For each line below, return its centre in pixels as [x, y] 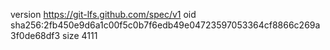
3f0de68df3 [35, 35]
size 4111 [80, 35]
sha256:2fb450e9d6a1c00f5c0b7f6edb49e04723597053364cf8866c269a [165, 25]
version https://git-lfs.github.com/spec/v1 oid [103, 14]
